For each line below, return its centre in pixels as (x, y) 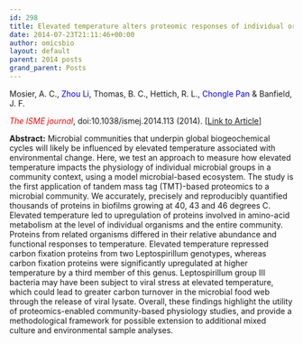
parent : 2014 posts (46, 60)
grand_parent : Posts (48, 69)
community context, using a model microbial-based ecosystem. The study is (151, 176)
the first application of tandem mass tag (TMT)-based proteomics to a (139, 186)
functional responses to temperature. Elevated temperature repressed (139, 244)
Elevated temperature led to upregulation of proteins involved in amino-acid (150, 215)
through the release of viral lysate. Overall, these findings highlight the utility (151, 301)
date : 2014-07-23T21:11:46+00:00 (72, 34)
